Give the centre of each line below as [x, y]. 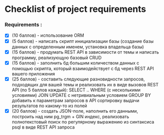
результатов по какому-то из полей [49, 106]
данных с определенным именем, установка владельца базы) [78, 47]
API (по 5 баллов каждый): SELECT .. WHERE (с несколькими [76, 90]
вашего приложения [33, 73]
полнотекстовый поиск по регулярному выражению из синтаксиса [83, 122]
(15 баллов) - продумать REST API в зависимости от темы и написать [85, 52]
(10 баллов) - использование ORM [48, 35]
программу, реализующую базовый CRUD [57, 58]
